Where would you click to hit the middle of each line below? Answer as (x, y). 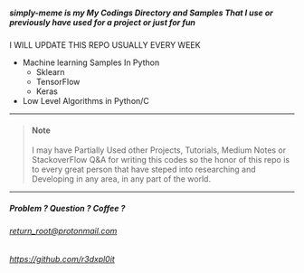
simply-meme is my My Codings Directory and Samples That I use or (141, 13)
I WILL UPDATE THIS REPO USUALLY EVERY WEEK (105, 44)
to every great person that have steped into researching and (143, 169)
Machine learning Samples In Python (91, 62)
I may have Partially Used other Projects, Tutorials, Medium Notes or (159, 150)
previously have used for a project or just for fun (103, 22)
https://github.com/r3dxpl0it (62, 259)
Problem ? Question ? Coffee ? (67, 208)
